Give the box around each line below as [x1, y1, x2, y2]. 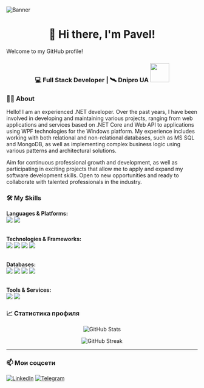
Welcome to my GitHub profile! [6, 48, 83, 55]
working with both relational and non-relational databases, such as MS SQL [6, 134, 195, 141]
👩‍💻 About [6, 94, 35, 103]
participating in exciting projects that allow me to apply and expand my [6, 165, 183, 173]
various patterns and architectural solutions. [6, 147, 117, 155]
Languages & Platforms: [6, 210, 69, 217]
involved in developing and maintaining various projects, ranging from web [6, 115, 193, 122]
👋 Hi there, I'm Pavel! [48, 27, 156, 41]
